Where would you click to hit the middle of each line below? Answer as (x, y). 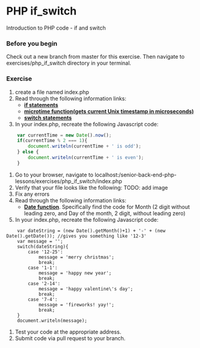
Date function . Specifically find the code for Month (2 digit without (107, 207)
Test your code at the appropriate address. (68, 332)
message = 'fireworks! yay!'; (76, 304)
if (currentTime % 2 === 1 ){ (52, 141)
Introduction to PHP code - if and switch (56, 28)
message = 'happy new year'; (75, 273)
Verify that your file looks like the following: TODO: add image (91, 187)
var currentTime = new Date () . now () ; (64, 135)
